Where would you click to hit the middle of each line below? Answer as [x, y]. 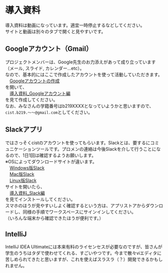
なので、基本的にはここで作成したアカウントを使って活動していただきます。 [84, 74]
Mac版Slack [22, 174]
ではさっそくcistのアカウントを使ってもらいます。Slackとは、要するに [78, 143]
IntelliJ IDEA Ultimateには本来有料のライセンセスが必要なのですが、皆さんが [84, 247]
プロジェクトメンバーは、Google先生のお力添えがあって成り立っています [80, 62]
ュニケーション [21, 149]
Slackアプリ [24, 129]
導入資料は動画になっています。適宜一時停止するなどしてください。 [75, 25]
